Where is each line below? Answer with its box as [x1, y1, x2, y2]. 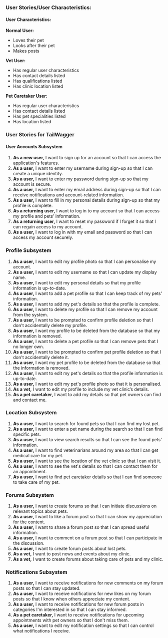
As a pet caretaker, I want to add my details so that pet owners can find [12, 391, 161, 397]
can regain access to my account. [12, 224, 83, 230]
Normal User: [5, 28, 34, 34]
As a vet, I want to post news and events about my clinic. [12, 551, 131, 557]
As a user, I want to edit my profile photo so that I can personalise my [12, 258, 156, 264]
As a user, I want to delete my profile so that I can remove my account [12, 306, 158, 312]
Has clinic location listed [12, 83, 63, 89]
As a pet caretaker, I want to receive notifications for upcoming [12, 612, 144, 618]
